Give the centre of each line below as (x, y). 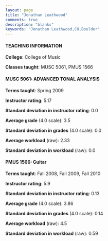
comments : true (22, 20)
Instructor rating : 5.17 (29, 100)
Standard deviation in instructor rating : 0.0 (52, 110)
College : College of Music (33, 57)
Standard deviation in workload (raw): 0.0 (50, 150)
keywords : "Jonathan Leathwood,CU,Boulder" (53, 29)
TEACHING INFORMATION (34, 46)
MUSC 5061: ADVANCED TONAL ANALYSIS (52, 79)
